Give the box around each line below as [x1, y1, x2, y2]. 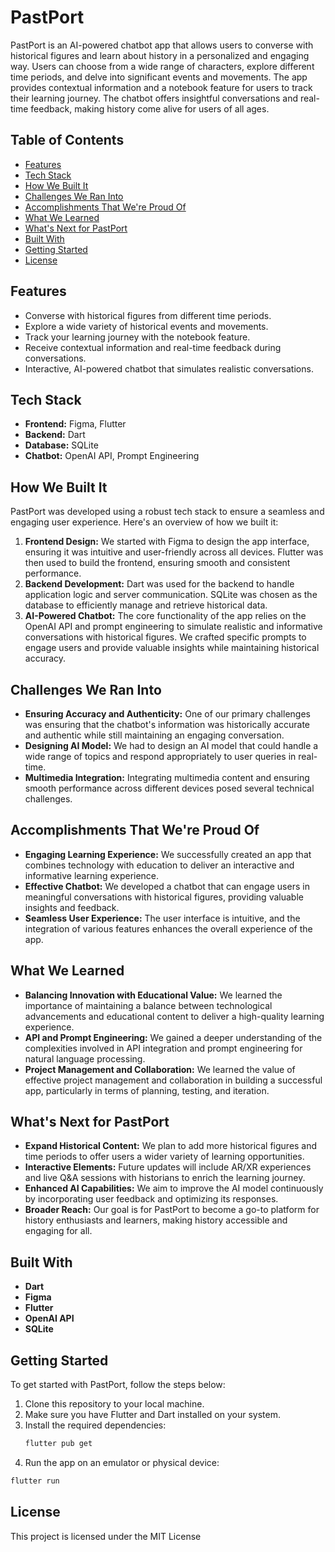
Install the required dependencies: [24, 1419, 167, 1431]
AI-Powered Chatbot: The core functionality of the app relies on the [24, 610, 307, 622]
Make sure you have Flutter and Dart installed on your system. [24, 1409, 281, 1421]
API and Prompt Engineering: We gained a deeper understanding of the [24, 1031, 323, 1043]
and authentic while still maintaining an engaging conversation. [24, 729, 285, 741]
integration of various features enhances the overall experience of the [24, 922, 313, 935]
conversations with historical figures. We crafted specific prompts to [24, 631, 307, 643]
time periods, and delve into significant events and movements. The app [10, 71, 308, 83]
